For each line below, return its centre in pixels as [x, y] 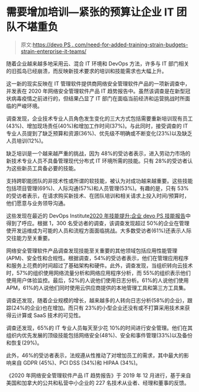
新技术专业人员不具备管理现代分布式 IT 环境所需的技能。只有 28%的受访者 [97, 160]
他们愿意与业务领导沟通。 [37, 203]
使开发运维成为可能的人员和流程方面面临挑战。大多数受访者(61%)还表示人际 [99, 230]
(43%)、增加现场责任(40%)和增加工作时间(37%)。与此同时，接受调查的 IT [97, 126]
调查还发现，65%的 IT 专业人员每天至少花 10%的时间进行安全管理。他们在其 [99, 328]
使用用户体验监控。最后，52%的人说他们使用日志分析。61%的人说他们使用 [97, 280]
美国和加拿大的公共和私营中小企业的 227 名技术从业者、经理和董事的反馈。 [98, 382]
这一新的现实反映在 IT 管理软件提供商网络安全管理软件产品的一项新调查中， [98, 83]
